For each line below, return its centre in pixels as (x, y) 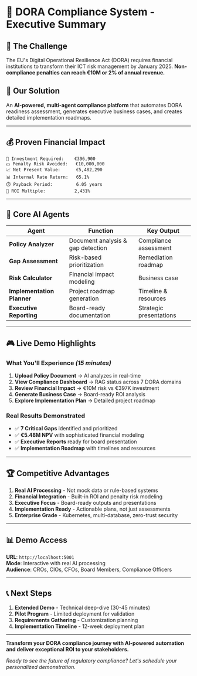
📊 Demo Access (37, 540)
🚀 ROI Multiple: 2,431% (48, 191)
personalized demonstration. (41, 667)
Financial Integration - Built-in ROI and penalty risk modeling (89, 497)
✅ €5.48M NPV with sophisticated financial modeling (79, 435)
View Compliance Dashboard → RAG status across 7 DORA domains (98, 382)
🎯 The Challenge (37, 46)
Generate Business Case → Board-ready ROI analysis (80, 395)
